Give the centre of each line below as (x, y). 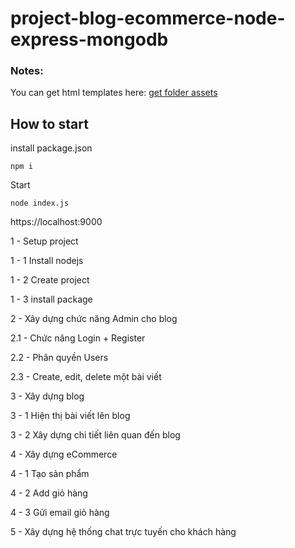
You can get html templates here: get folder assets (114, 93)
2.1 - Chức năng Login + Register (78, 338)
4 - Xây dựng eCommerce (64, 454)
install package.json (51, 148)
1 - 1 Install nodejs (47, 261)
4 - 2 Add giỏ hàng (49, 493)
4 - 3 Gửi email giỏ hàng (60, 513)
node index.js (40, 203)
